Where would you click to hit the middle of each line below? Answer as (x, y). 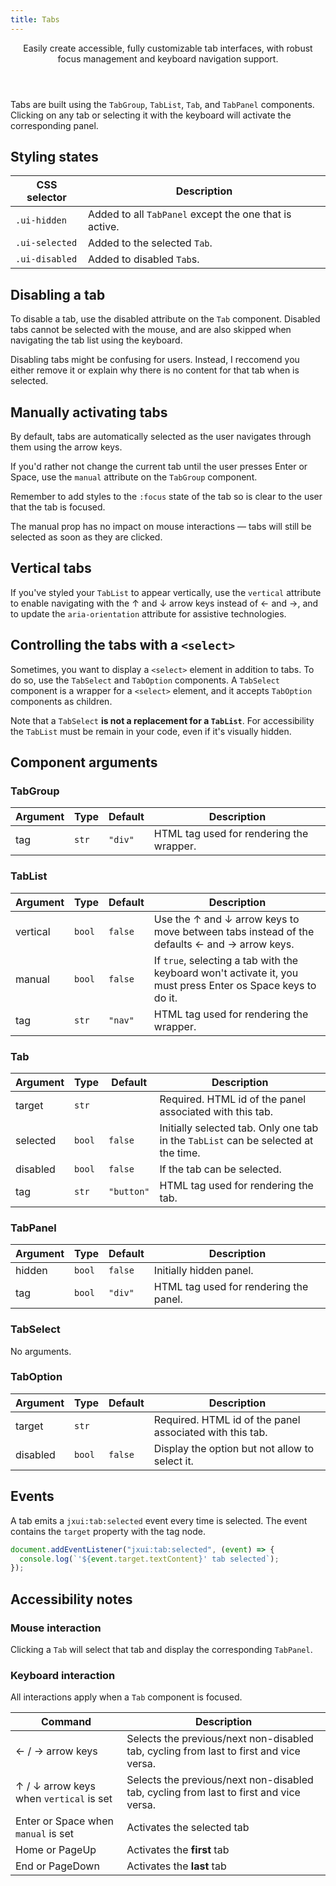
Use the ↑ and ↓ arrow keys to (226, 919)
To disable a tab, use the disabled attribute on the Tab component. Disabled (165, 319)
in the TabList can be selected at (236, 1140)
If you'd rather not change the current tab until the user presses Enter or (159, 467)
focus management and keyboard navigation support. (168, 58)
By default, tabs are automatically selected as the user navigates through (161, 437)
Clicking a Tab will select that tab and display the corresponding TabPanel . (161, 1649)
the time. (180, 1153)
